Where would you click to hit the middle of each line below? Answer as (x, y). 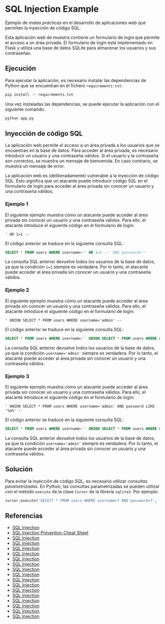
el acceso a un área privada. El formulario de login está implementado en (79, 42)
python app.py (20, 118)
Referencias (24, 516)
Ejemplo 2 (17, 290)
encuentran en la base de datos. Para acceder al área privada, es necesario (82, 150)
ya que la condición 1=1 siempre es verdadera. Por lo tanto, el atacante (77, 267)
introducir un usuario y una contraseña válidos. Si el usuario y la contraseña (82, 156)
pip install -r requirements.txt (39, 94)
